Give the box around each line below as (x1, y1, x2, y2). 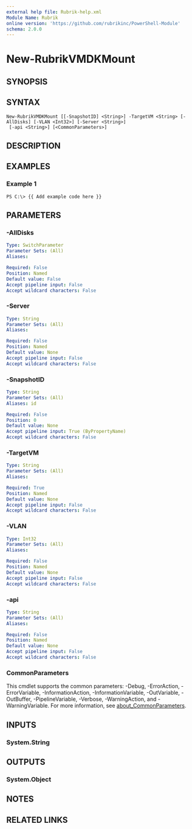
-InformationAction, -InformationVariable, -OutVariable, (42, 689, 180, 697)
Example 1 (6, 179, 37, 188)
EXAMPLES (6, 161, 50, 172)
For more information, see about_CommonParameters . (50, 702, 187, 709)
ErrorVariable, (6, 689, 41, 697)
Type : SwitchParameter (6, 242, 64, 248)
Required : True (6, 485, 45, 491)
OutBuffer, (6, 695, 32, 703)
